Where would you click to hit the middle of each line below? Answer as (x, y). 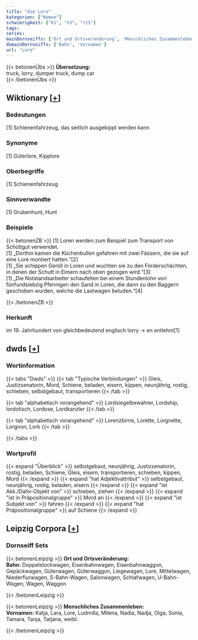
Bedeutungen (26, 115)
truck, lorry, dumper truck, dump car (50, 73)
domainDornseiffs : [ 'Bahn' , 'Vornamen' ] (57, 45)
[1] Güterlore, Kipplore (33, 156)
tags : (13, 28)
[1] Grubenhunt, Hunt (32, 212)
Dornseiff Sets (27, 545)
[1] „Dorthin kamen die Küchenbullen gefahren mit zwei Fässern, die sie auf (97, 253)
